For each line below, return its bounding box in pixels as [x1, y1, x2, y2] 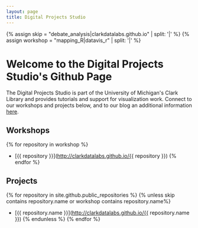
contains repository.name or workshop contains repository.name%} [6, 198, 171, 205]
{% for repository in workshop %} [6, 141, 89, 148]
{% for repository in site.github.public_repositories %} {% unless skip [6, 191, 176, 198]
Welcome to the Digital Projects [6, 57, 164, 71]
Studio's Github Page [6, 70, 112, 83]
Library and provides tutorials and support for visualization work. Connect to [6, 96, 192, 103]
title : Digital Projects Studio [6, 14, 86, 20]
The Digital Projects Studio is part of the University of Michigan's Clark [6, 89, 178, 96]
